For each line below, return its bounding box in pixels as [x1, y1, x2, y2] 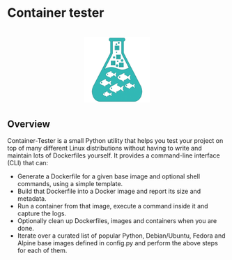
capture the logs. [17, 209, 67, 217]
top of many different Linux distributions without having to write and [7, 144, 202, 153]
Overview [7, 118, 51, 130]
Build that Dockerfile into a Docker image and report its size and [17, 187, 201, 196]
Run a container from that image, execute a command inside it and [17, 202, 208, 211]
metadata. [17, 194, 47, 203]
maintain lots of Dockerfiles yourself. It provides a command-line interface [7, 151, 221, 160]
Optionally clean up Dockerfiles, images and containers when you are [17, 217, 217, 225]
